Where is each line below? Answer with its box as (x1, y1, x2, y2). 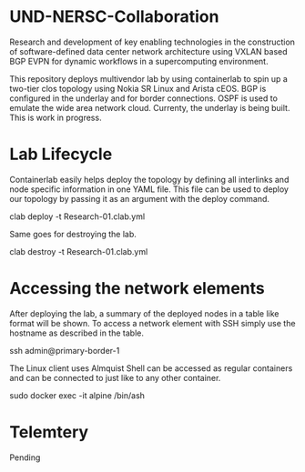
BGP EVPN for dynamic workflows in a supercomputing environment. (9, 55, 269, 66)
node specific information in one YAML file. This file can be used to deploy (9, 184, 290, 195)
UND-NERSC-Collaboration (9, 6, 219, 27)
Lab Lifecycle (9, 144, 113, 165)
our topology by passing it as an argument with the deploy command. (9, 193, 270, 204)
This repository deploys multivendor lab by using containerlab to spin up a (9, 73, 289, 84)
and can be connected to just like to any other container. (9, 372, 221, 383)
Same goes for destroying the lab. (9, 228, 137, 239)
